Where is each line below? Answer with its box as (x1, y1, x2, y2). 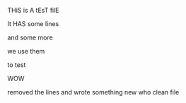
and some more (7, 33, 53, 42)
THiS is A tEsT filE (7, 6, 59, 14)
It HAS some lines (7, 20, 59, 28)
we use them (7, 47, 45, 55)
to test (7, 61, 26, 69)
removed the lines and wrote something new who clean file (7, 88, 180, 96)
